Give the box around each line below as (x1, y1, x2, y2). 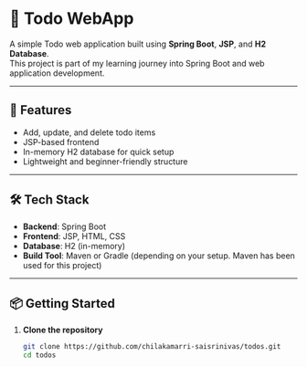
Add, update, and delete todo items (22, 127, 156, 138)
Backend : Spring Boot (22, 221, 107, 232)
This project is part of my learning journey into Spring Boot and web (9, 58, 265, 68)
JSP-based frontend (22, 136, 100, 147)
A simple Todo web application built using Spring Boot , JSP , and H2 (9, 38, 267, 49)
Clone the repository (22, 324, 103, 336)
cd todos (22, 351, 57, 360)
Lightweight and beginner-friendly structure (22, 155, 188, 167)
